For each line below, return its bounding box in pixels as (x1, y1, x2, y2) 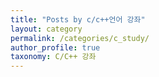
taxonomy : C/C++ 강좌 (10, 52, 97, 62)
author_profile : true (10, 42, 101, 53)
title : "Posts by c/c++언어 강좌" (10, 14, 146, 25)
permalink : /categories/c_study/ (10, 33, 150, 43)
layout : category (10, 24, 83, 34)
